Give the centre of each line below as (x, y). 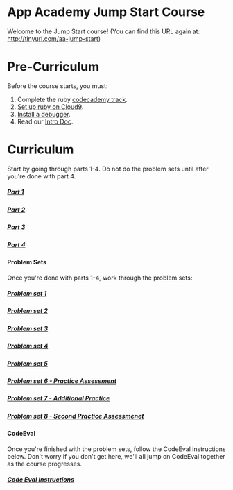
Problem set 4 (28, 346)
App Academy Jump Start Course (106, 12)
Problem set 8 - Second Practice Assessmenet (76, 416)
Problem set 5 (28, 363)
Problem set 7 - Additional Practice (59, 398)
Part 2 (16, 210)
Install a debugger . (44, 114)
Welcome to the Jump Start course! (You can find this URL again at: (104, 31)
